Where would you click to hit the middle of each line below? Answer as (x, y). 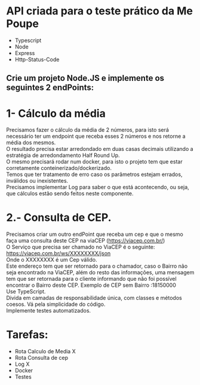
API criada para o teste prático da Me (99, 11)
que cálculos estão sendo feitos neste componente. (70, 193)
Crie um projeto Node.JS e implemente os (85, 78)
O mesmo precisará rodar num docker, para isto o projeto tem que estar (95, 162)
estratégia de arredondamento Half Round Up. (63, 155)
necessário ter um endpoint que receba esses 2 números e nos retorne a (96, 137)
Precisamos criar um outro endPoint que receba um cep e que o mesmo (95, 234)
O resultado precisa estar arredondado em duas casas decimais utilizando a (100, 149)
